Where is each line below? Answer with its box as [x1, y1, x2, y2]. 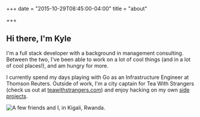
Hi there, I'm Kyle [6, 34, 72, 44]
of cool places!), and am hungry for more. [6, 62, 109, 69]
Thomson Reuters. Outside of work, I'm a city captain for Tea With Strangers [6, 80, 195, 87]
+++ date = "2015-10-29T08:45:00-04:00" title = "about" [6, 5, 147, 12]
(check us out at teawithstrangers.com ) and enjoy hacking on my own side [6, 86, 190, 93]
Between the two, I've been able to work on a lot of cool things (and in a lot [6, 56, 191, 63]
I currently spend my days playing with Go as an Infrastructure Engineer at [6, 74, 189, 81]
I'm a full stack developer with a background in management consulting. [6, 49, 184, 56]
